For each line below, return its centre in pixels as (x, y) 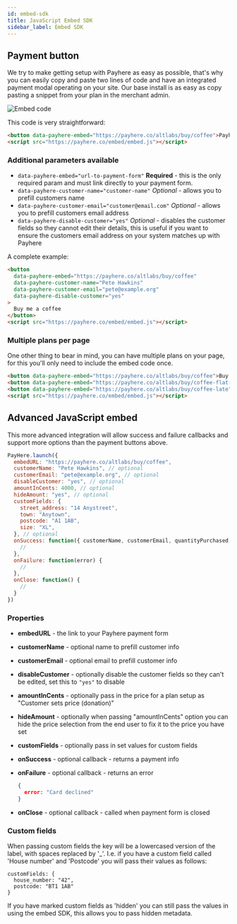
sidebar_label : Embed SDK (45, 27)
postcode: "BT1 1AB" (44, 887)
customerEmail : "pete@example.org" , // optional (86, 475)
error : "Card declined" (59, 793)
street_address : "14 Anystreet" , (69, 508)
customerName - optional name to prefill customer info (98, 647)
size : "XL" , (37, 528)
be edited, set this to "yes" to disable (71, 682)
